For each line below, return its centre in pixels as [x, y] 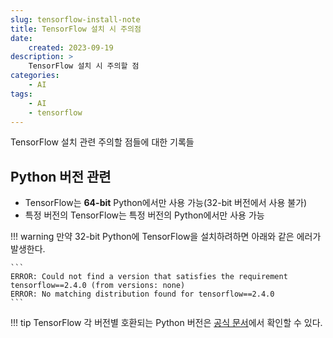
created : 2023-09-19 [71, 47]
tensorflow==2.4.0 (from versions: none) [98, 286]
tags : [21, 94]
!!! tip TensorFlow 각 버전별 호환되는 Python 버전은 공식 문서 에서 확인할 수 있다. [166, 323]
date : [21, 38]
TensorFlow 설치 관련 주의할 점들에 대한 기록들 [102, 142]
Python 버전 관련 [61, 176]
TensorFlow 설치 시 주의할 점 [84, 66]
